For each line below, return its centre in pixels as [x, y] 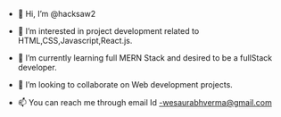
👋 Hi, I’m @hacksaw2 [57, 14]
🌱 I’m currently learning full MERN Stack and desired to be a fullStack [145, 58]
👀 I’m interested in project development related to [108, 31]
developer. [37, 67]
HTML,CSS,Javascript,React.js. [75, 41]
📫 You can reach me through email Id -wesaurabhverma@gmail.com [145, 102]
